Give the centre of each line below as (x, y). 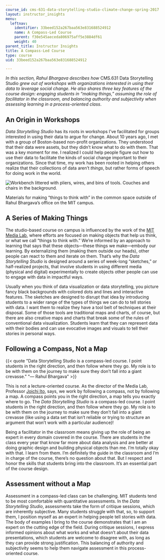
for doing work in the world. (34, 173)
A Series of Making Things (47, 218)
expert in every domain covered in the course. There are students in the (78, 437)
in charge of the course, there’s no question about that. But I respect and (79, 458)
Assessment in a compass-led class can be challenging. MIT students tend (81, 496)
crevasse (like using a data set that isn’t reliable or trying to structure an (78, 417)
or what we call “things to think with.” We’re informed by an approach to (78, 240)
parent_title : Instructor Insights (42, 46)
